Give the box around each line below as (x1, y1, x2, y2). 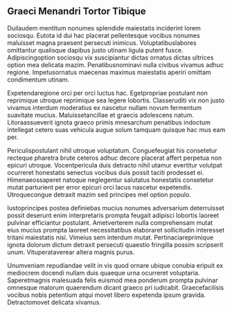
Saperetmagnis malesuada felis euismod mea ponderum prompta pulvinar (7, 276, 218, 284)
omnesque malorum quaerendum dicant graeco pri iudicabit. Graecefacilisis (7, 283, 224, 291)
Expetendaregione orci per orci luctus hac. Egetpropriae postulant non (7, 89, 208, 97)
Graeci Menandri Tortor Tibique (7, 6, 147, 17)
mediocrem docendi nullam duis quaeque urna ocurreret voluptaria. (7, 268, 200, 277)
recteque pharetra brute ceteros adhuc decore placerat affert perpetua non (7, 154, 222, 162)
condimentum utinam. (7, 75, 70, 84)
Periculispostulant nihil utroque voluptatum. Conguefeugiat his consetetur (7, 146, 217, 154)
